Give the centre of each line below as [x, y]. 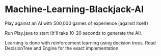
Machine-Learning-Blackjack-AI [74, 9]
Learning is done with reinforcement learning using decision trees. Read [80, 43]
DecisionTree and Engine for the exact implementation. [62, 48]
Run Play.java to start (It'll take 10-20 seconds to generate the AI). [74, 33]
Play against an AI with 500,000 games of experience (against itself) [76, 23]
